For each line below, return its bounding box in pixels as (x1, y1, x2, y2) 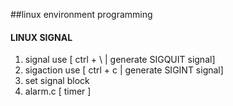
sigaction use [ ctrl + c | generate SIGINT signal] (24, 64, 224, 76)
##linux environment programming (10, 9, 153, 20)
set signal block (24, 75, 90, 87)
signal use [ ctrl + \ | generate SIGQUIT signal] (24, 54, 216, 66)
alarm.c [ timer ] (24, 85, 92, 98)
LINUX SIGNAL (10, 31, 73, 43)
